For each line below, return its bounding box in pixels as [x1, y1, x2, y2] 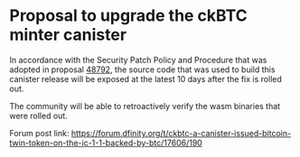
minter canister [9, 24, 127, 45]
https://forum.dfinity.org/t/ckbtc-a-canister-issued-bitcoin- [70, 127, 292, 138]
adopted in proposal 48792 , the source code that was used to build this [9, 64, 276, 75]
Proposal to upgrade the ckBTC [9, 5, 248, 26]
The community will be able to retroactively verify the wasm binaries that [9, 100, 281, 111]
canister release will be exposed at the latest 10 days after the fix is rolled [9, 73, 283, 84]
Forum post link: [9, 127, 70, 138]
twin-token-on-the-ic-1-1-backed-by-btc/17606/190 [9, 137, 203, 148]
